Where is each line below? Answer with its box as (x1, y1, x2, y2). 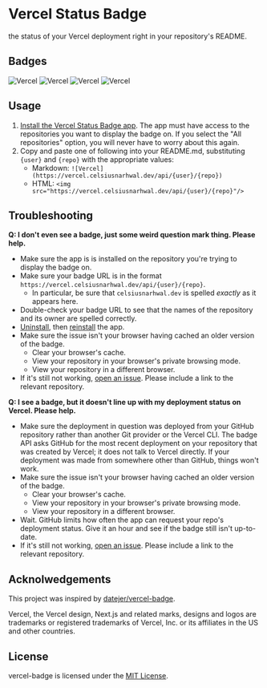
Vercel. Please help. (8, 406, 76, 415)
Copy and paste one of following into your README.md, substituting (19, 146, 245, 156)
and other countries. (8, 626, 76, 636)
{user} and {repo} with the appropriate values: (19, 154, 174, 164)
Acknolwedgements (8, 573, 111, 586)
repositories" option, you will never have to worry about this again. (19, 137, 240, 147)
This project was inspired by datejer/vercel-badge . (8, 594, 176, 604)
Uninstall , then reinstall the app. (19, 322, 125, 332)
